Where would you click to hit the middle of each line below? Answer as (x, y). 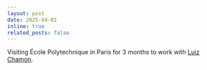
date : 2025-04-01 (32, 20)
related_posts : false (38, 33)
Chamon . (20, 60)
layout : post (26, 13)
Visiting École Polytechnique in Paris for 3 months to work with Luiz (103, 52)
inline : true (26, 26)
